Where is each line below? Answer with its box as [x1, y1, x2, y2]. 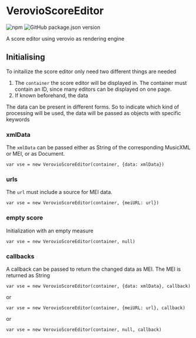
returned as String [6, 271, 50, 278]
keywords [6, 116, 30, 123]
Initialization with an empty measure [6, 227, 94, 234]
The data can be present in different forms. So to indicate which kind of [6, 103, 180, 110]
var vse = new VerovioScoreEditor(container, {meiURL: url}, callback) [6, 305, 185, 311]
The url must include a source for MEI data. [6, 189, 113, 196]
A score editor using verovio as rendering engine [6, 35, 125, 42]
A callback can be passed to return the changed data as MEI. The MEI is [6, 265, 181, 273]
